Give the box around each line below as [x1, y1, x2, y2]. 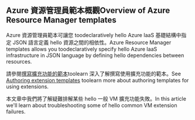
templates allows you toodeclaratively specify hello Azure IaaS [6, 45, 157, 52]
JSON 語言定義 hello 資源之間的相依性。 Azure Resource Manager [12, 39, 172, 46]
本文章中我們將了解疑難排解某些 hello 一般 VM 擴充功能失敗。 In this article [6, 95, 187, 102]
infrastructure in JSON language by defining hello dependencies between [6, 52, 184, 59]
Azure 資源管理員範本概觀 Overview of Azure [6, 5, 170, 16]
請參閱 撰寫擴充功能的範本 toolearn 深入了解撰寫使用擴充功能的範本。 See [6, 70, 181, 77]
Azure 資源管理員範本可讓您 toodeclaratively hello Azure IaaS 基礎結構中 [6, 31, 181, 38]
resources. [6, 58, 32, 65]
